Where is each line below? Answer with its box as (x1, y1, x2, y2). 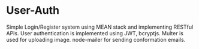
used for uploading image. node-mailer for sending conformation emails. (6, 36, 186, 43)
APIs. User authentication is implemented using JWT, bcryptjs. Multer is (6, 29, 184, 36)
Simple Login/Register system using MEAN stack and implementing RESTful (6, 23, 194, 30)
